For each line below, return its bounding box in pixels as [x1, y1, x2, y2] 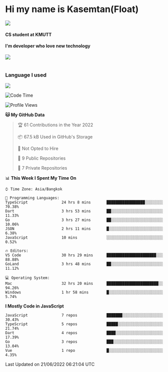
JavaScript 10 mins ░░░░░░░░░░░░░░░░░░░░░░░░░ [5, 235, 163, 240]
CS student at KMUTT [5, 31, 52, 37]
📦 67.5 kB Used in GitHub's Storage [17, 134, 93, 140]
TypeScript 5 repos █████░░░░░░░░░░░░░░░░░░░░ [5, 322, 163, 327]
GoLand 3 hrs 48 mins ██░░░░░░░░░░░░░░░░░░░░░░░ [5, 262, 163, 267]
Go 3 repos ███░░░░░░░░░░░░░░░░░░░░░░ [5, 339, 163, 344]
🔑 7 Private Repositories [17, 165, 67, 171]
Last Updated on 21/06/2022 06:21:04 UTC [5, 361, 95, 367]
